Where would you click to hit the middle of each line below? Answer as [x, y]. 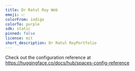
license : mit [19, 39]
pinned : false [20, 33]
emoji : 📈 [15, 15]
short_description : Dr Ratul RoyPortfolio [51, 43]
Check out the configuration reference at [48, 57]
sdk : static [18, 29]
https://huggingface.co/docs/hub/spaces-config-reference [67, 63]
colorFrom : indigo [25, 19]
